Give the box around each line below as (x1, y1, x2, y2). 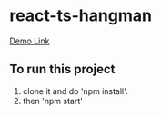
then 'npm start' (22, 95, 84, 106)
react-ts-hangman (9, 5, 153, 26)
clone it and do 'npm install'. (22, 85, 129, 96)
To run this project (9, 62, 116, 77)
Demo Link (9, 35, 50, 46)
